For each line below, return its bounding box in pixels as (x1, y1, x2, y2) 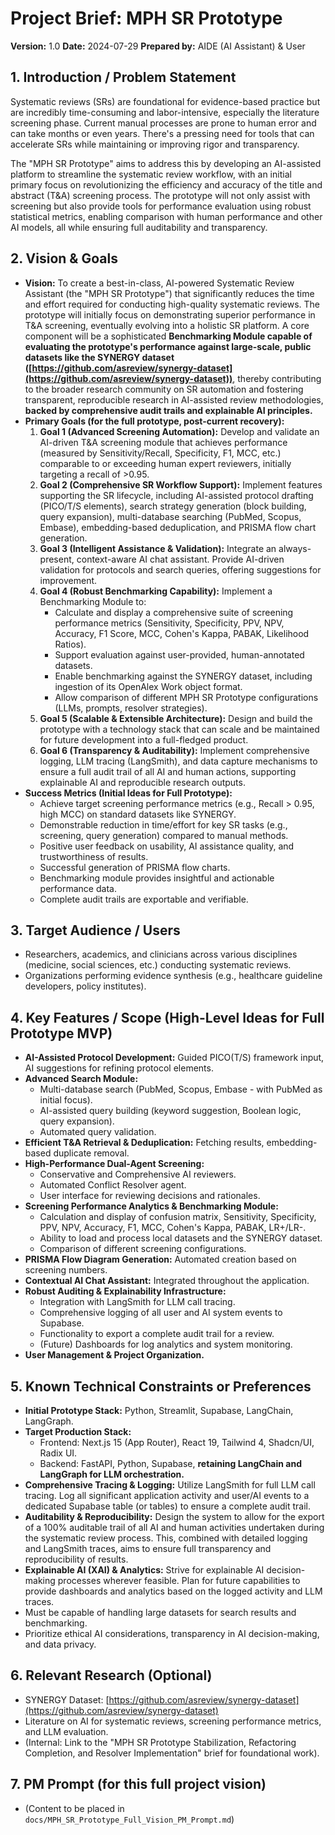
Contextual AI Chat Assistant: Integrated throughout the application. (24, 1275, 310, 1287)
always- (278, 542, 312, 554)
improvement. (39, 574, 98, 586)
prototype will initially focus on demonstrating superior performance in (24, 308, 316, 321)
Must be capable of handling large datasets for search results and (24, 1607, 297, 1618)
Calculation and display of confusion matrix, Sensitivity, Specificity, (39, 1211, 317, 1223)
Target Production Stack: (24, 1426, 132, 1437)
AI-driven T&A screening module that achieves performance (39, 436, 288, 448)
